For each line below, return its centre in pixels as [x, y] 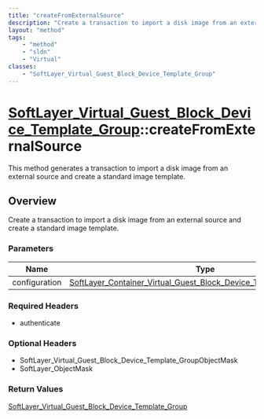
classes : [22, 67]
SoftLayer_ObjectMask [56, 369]
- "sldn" [37, 52]
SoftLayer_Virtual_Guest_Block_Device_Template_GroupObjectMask [128, 360]
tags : [17, 37]
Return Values [36, 389]
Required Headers [43, 306]
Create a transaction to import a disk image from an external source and [125, 220]
